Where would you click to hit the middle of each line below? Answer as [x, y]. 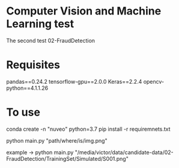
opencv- [154, 81]
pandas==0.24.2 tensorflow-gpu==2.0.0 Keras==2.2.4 [74, 81]
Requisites [33, 65]
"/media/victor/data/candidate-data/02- [124, 152]
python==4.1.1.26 [27, 88]
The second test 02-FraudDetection [50, 40]
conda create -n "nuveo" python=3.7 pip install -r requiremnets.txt [88, 129]
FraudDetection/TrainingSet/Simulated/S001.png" [68, 158]
